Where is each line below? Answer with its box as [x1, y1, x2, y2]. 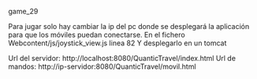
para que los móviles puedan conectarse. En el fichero [8, 31, 185, 39]
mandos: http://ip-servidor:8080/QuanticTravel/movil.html [8, 62, 196, 71]
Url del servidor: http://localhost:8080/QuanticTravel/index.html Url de [8, 54, 237, 63]
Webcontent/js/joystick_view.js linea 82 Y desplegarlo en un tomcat [8, 38, 227, 48]
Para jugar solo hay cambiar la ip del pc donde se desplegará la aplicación [8, 22, 250, 31]
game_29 [8, 7, 39, 16]
